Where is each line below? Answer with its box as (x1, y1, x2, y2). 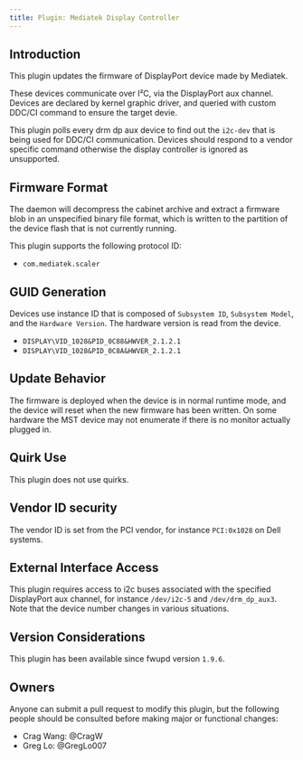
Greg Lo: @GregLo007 (22, 740, 107, 751)
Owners (9, 680, 55, 695)
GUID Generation (9, 284, 107, 299)
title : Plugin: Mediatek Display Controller (9, 13, 180, 23)
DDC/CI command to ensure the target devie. (9, 108, 178, 118)
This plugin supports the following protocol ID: (9, 240, 183, 251)
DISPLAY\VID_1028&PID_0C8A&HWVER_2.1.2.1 (22, 347, 181, 356)
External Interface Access (9, 559, 159, 575)
